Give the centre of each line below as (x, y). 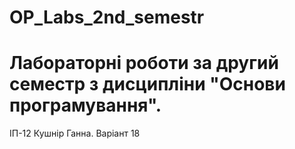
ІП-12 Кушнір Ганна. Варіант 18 (75, 133)
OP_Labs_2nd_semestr (107, 17)
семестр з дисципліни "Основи (147, 84)
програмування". (85, 105)
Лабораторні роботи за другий (144, 63)
